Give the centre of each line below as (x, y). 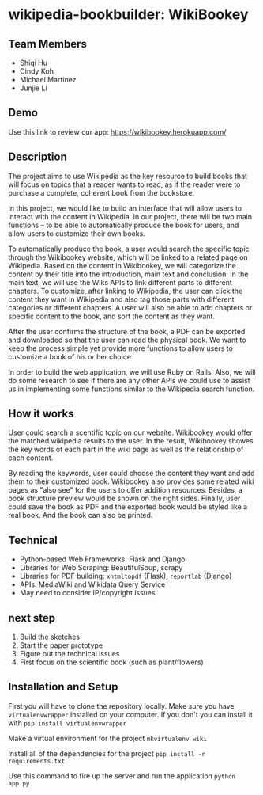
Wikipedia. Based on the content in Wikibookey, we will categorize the (122, 265)
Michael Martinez (48, 80)
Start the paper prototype (61, 645)
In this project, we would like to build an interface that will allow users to (125, 208)
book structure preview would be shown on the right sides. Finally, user (124, 498)
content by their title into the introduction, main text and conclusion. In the (128, 274)
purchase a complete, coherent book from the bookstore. (101, 192)
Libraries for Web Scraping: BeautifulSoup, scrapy (101, 568)
